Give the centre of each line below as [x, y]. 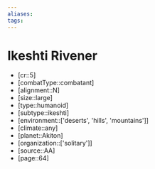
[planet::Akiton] [40, 136]
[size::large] [35, 98]
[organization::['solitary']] [55, 143]
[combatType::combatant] [56, 83]
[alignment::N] [39, 90]
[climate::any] [38, 128]
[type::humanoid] [43, 105]
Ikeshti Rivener [53, 56]
